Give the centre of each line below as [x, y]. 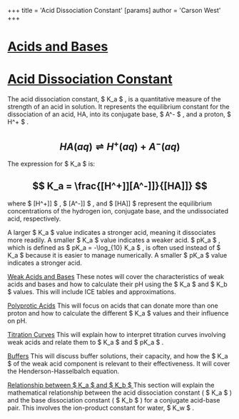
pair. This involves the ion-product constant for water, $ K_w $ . [101, 408]
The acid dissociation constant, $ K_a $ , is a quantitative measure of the [114, 99]
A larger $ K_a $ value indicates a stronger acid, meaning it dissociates [112, 232]
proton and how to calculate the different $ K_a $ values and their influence [118, 313]
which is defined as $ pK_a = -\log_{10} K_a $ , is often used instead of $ [114, 247]
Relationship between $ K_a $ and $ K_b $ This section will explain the [111, 385]
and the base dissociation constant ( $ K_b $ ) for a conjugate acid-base [114, 400]
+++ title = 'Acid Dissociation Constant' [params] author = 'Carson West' [114, 10]
